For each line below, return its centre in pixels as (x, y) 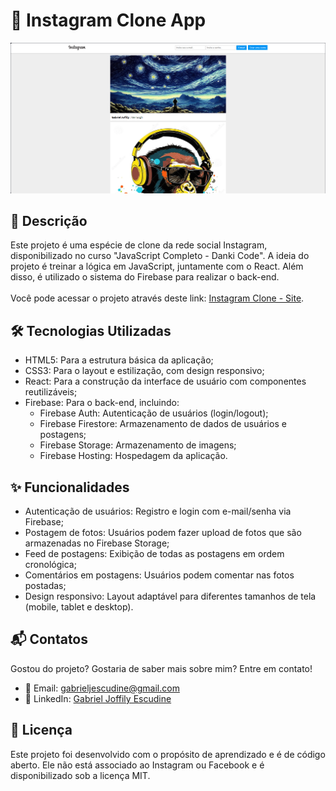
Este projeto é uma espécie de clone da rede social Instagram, (139, 245)
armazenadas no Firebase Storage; (97, 543)
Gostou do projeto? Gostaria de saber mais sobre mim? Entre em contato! (161, 668)
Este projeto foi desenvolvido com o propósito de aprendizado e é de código (168, 754)
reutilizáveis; (51, 392)
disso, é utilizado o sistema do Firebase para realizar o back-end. (145, 277)
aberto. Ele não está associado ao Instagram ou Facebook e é (137, 765)
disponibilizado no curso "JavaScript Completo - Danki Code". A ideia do (160, 256)
